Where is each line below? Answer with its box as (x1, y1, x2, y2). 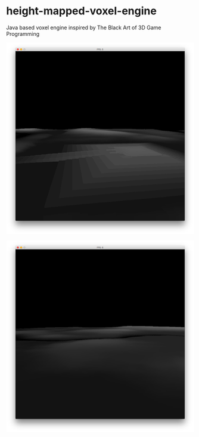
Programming (6, 30, 40, 37)
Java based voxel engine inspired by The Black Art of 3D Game (6, 24, 162, 31)
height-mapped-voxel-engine (6, 4, 157, 18)
